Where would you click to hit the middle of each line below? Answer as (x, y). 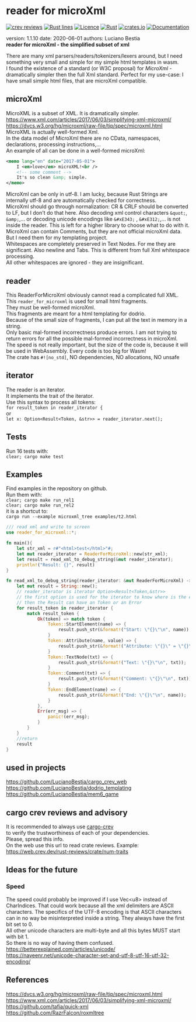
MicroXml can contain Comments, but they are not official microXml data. (94, 232)
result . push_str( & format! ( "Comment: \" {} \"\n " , (117, 679)
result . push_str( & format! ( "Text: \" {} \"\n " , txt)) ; (122, 662)
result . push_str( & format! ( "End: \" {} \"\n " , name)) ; (122, 695)
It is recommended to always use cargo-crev (60, 827)
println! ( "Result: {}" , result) (56, 565)
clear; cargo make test (35, 457)
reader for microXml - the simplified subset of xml (68, 44)
